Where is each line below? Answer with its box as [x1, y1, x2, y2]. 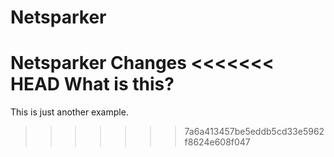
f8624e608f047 [184, 136, 251, 148]
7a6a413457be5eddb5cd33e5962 [184, 126, 325, 138]
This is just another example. [10, 106, 129, 118]
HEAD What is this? [10, 73, 175, 96]
